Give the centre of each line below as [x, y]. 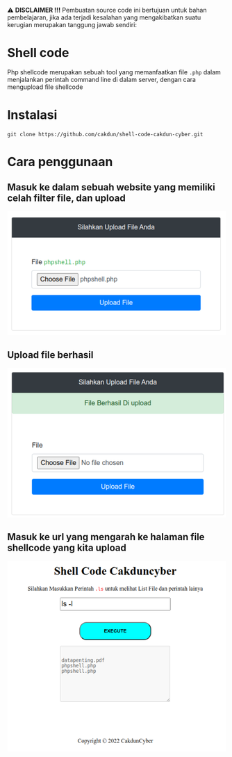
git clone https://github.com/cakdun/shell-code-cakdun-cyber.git [105, 134]
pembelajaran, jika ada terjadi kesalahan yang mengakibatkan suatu [104, 17]
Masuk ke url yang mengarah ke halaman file [106, 537]
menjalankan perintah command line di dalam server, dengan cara [102, 79]
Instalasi [32, 115]
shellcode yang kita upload [67, 548]
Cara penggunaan [60, 162]
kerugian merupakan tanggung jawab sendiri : [72, 25]
